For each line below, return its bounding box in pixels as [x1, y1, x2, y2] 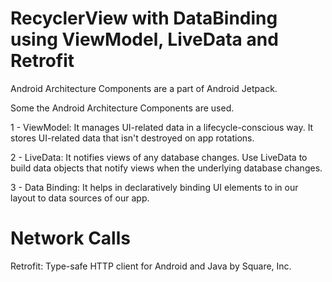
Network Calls [10, 227, 131, 250]
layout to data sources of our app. [10, 192, 150, 204]
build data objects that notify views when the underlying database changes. [10, 162, 323, 174]
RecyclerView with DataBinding [10, 7, 278, 30]
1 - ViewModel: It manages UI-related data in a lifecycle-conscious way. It [10, 121, 314, 133]
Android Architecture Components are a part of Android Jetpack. [10, 82, 278, 94]
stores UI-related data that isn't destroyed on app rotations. [10, 132, 255, 144]
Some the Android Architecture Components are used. [10, 102, 235, 114]
